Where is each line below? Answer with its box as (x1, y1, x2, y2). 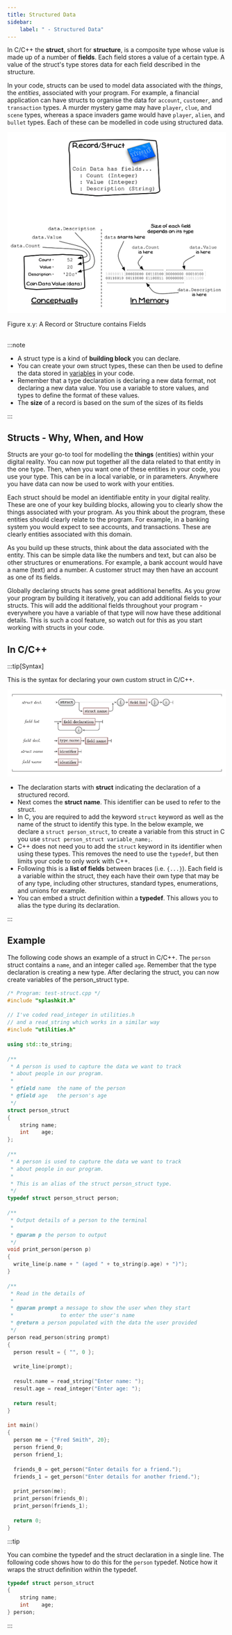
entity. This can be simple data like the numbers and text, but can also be (7, 551, 217, 559)
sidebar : (7, 18, 33, 26)
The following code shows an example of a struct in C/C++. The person (7, 953, 210, 961)
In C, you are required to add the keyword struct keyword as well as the (17, 813, 224, 821)
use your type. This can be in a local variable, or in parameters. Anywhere (7, 472, 219, 481)
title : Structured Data (7, 11, 76, 18)
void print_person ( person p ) (7, 1246, 92, 1253)
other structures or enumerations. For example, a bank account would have (7, 558, 223, 567)
